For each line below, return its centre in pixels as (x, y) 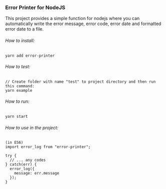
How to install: (20, 40)
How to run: (17, 101)
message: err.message (37, 173)
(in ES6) (14, 143)
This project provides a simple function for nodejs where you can (72, 19)
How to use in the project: (32, 127)
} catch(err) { (21, 164)
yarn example (19, 90)
